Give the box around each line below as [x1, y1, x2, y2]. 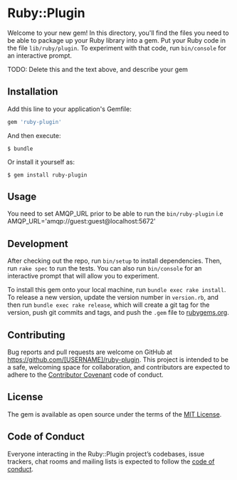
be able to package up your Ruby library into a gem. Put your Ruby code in [7, 36, 226, 44]
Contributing [7, 329, 65, 341]
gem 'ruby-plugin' [7, 118, 62, 125]
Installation [7, 85, 58, 98]
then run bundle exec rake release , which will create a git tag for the [7, 301, 210, 309]
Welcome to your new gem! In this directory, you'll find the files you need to [7, 28, 229, 37]
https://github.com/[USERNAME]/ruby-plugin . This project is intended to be [7, 355, 229, 364]
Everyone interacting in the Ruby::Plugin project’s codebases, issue [7, 449, 205, 458]
